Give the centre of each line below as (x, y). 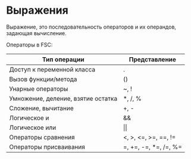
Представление (153, 59)
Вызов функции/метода (43, 79)
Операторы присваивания (47, 146)
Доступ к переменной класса (52, 69)
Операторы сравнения (42, 137)
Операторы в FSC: (29, 45)
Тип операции (63, 59)
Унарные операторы (39, 89)
